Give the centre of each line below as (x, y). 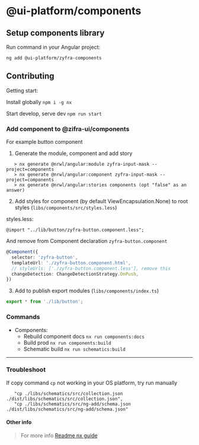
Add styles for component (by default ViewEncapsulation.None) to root (101, 201)
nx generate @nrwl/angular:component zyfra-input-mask (89, 175)
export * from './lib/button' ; (45, 302)
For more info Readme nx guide (59, 435)
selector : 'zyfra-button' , (45, 257)
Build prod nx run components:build (67, 342)
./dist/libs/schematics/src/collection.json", (65, 399)
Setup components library (55, 33)
